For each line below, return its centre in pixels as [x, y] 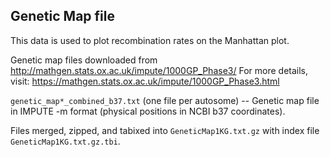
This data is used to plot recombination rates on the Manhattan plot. [150, 40]
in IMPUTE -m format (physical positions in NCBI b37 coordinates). [148, 111]
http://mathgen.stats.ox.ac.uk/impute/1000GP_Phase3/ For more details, [159, 70]
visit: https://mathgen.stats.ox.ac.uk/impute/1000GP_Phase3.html [145, 81]
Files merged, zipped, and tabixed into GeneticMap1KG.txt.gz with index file [165, 130]
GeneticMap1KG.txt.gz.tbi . [65, 141]
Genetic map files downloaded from [84, 60]
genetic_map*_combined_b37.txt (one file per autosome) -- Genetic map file [165, 100]
